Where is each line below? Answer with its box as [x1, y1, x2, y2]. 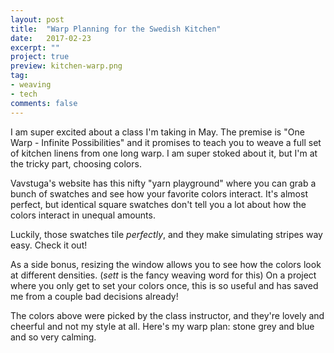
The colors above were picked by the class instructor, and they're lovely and [10, 309, 325, 321]
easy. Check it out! [10, 239, 88, 251]
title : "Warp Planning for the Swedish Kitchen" [10, 24, 222, 34]
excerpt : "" [10, 42, 60, 53]
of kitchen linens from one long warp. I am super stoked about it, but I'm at [10, 147, 318, 159]
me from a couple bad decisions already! [10, 290, 179, 302]
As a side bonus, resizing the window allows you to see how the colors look [10, 258, 322, 270]
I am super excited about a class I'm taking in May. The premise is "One [10, 126, 305, 138]
